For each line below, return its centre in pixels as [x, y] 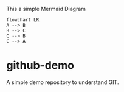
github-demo [40, 65]
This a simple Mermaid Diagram [46, 9]
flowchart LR [23, 20]
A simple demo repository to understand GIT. [63, 82]
